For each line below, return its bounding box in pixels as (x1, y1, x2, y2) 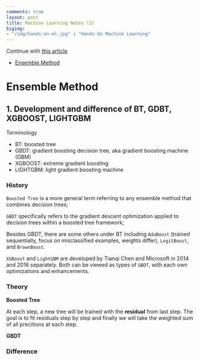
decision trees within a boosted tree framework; (6, 219, 124, 226)
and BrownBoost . (6, 243, 46, 250)
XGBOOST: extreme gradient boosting (14, 160, 109, 167)
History (6, 181, 29, 189)
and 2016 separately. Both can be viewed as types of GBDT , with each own (6, 261, 188, 268)
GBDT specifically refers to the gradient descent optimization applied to (6, 213, 179, 220)
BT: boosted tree (14, 141, 56, 148)
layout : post (6, 14, 39, 20)
